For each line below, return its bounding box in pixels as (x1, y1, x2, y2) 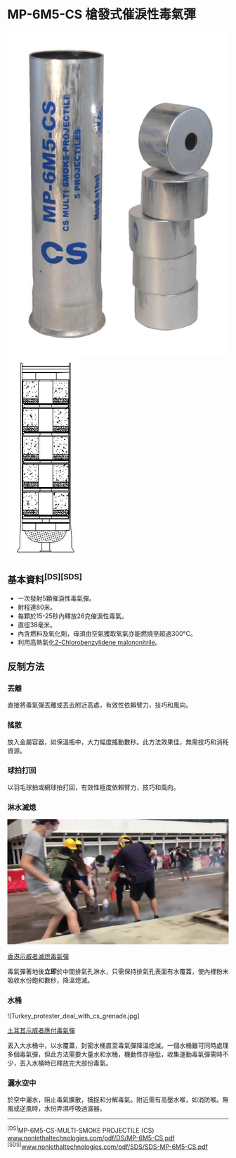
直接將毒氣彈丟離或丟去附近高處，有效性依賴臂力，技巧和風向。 (7, 701, 192, 709)
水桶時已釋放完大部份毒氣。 (31, 1059, 112, 1067)
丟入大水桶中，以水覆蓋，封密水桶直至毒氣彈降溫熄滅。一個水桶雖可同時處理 (7, 1041, 229, 1049)
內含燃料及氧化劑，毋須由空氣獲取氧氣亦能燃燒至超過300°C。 (17, 629, 197, 638)
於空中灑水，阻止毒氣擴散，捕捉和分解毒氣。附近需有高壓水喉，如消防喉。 (7, 1095, 223, 1104)
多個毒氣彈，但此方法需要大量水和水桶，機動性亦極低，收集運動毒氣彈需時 (7, 1049, 223, 1058)
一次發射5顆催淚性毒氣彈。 (17, 593, 96, 603)
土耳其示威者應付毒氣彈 (7, 1026, 75, 1035)
